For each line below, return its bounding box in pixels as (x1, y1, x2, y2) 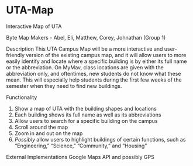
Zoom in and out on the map (14, 129, 83, 137)
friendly (6, 51, 25, 58)
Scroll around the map (14, 123, 68, 130)
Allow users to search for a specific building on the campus (14, 117, 158, 124)
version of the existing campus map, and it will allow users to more (26, 51, 187, 58)
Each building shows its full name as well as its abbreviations (14, 111, 161, 118)
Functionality (6, 94, 37, 101)
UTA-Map (6, 3, 54, 17)
